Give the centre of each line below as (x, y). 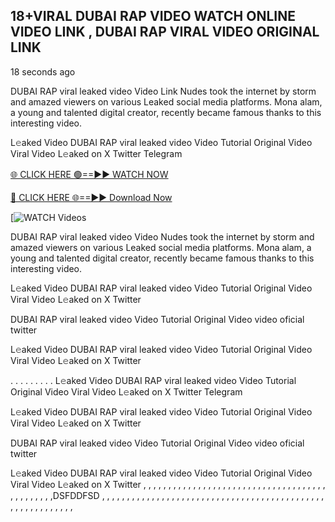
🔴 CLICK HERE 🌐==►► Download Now (91, 197)
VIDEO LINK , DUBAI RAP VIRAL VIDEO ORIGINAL (165, 32)
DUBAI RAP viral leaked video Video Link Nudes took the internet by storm (163, 91)
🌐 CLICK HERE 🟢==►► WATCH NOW (89, 174)
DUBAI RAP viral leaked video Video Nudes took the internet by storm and (162, 236)
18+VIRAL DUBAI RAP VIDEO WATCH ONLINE (153, 16)
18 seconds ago (43, 71)
